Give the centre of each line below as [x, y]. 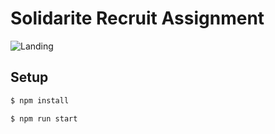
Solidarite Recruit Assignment [137, 18]
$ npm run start [44, 118]
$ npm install [40, 100]
